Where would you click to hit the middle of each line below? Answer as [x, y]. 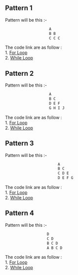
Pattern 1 [19, 8]
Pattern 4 [20, 213]
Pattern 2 [19, 73]
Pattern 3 [20, 143]
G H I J [57, 108]
